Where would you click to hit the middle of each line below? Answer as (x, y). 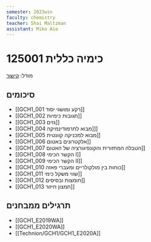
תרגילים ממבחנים (39, 206)
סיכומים (21, 95)
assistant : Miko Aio (32, 29)
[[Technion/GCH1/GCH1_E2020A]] (58, 233)
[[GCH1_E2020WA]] (40, 227)
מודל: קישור (20, 76)
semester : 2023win (29, 12)
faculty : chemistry (31, 18)
